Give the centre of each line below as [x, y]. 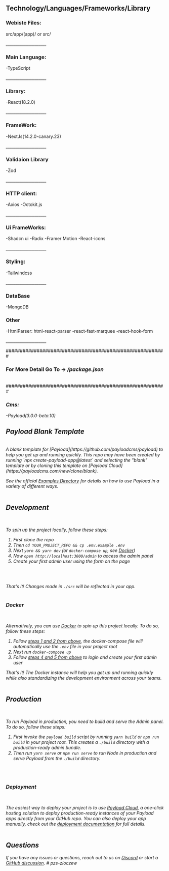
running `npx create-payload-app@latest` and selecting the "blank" [77, 460]
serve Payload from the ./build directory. [57, 758]
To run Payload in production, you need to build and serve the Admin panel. [85, 721]
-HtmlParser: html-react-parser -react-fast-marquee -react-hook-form [79, 331]
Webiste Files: [24, 23]
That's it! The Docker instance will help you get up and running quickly [79, 672]
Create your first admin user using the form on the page [72, 561]
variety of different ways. [32, 486]
